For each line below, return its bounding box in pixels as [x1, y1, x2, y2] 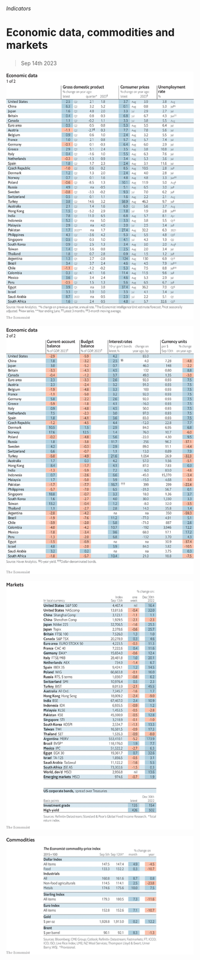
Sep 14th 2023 [20, 60, 57, 67]
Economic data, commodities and [6, 26, 175, 39]
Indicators [6, 5, 32, 12]
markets [6, 38, 48, 52]
